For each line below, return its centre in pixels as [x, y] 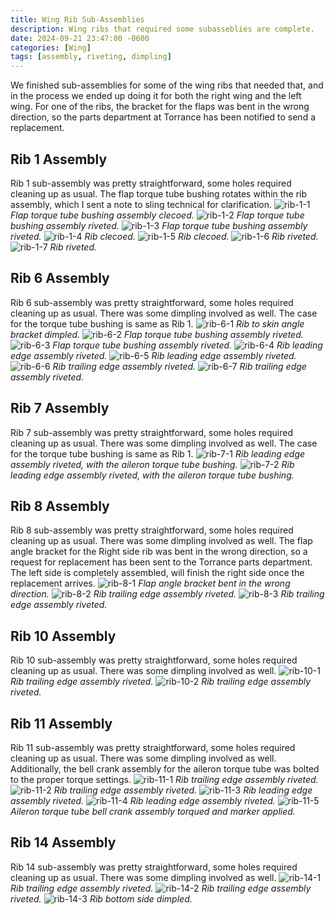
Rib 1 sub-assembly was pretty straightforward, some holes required [151, 183]
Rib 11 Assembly [61, 723]
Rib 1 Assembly [59, 159]
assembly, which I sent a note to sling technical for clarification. [141, 204]
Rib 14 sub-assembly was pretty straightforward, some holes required [154, 867]
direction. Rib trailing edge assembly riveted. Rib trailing [167, 594]
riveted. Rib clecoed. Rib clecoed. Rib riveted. [164, 236]
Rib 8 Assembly [60, 506]
